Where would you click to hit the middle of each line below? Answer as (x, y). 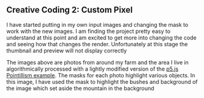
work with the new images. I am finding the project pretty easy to (89, 31)
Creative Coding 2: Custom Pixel (70, 10)
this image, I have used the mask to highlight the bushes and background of (102, 82)
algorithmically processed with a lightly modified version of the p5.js (93, 69)
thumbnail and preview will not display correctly (67, 51)
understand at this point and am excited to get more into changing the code (102, 37)
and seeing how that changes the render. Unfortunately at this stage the (97, 44)
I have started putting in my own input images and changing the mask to (97, 24)
